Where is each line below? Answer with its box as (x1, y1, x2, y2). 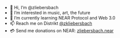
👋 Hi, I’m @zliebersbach (9, 5, 59, 10)
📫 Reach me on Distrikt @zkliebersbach (9, 20, 92, 26)
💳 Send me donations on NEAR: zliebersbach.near (9, 28, 114, 34)
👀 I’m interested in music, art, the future (9, 10, 90, 16)
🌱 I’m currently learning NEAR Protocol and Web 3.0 (9, 15, 116, 20)
